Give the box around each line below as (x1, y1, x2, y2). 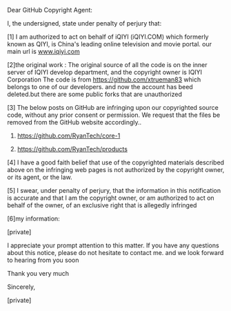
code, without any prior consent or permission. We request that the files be (7, 111, 221, 119)
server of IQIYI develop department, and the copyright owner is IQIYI (7, 68, 202, 76)
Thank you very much (7, 270, 70, 277)
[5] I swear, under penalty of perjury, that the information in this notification (7, 187, 221, 194)
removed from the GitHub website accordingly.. (7, 118, 142, 126)
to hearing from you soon (7, 256, 79, 264)
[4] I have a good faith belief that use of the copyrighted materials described (7, 158, 225, 167)
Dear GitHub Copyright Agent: (7, 6, 93, 14)
